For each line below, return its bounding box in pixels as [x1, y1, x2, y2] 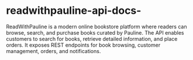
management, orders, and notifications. [6, 47, 101, 54]
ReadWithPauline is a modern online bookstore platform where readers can [6, 23, 187, 30]
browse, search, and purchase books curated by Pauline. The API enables [6, 29, 184, 36]
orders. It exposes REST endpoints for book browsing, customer [6, 42, 161, 48]
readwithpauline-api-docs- [6, 4, 142, 17]
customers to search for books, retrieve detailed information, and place [6, 35, 178, 42]
